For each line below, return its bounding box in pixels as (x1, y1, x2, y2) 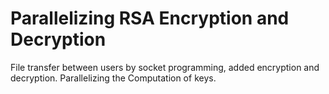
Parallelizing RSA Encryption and (10, 7, 290, 30)
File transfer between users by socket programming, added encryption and (10, 61, 320, 73)
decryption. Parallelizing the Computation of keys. (10, 72, 217, 84)
